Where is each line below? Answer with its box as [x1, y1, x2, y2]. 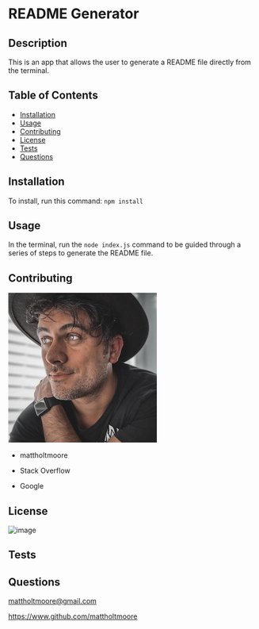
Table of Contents [8, 89, 99, 102]
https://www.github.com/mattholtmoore [8, 612, 138, 621]
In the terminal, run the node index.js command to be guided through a [8, 240, 242, 250]
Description [8, 36, 67, 50]
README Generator [8, 5, 139, 23]
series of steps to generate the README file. [8, 248, 154, 258]
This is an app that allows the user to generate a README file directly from [8, 57, 252, 67]
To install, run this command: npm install [8, 196, 144, 205]
